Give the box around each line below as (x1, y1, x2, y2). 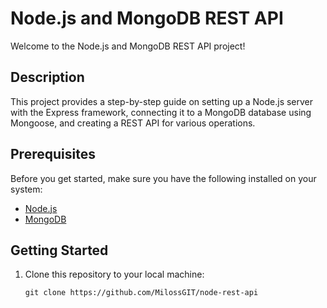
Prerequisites (10, 146, 96, 163)
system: (10, 183, 43, 195)
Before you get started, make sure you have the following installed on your (10, 172, 317, 184)
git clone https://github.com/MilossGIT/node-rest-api (24, 288, 259, 298)
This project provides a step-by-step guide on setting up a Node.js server (10, 95, 314, 107)
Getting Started (10, 242, 109, 259)
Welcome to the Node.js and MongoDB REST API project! (10, 40, 246, 52)
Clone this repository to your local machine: (24, 268, 205, 281)
